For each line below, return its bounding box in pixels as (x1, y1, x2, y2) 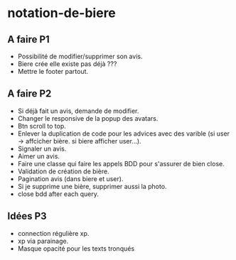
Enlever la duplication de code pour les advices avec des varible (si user (17, 129, 230, 138)
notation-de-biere (7, 5, 116, 21)
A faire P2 (7, 87, 52, 100)
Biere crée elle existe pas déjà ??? (17, 60, 117, 68)
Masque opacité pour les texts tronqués (17, 244, 135, 253)
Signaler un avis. (17, 144, 67, 153)
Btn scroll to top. (17, 121, 66, 130)
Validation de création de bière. (17, 167, 109, 175)
